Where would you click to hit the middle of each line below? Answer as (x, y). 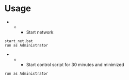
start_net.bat (19, 41)
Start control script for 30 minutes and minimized (75, 64)
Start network (40, 32)
